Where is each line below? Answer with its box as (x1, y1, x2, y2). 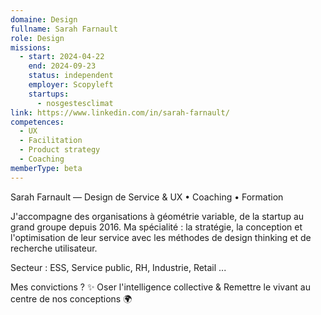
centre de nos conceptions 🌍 (10, 292, 133, 305)
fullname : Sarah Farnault (10, 24, 118, 34)
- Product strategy (19, 145, 101, 155)
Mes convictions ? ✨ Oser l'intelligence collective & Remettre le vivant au (10, 281, 311, 293)
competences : (10, 117, 65, 127)
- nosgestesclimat (36, 98, 114, 108)
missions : (10, 42, 52, 53)
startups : (28, 89, 70, 99)
